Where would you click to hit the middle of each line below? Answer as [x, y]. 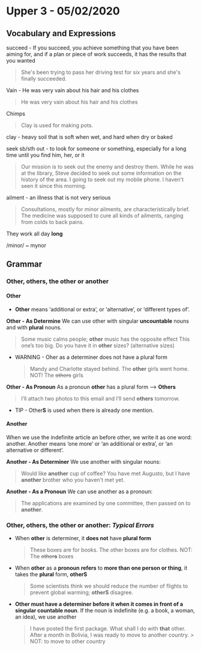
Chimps [16, 114]
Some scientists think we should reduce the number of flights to [109, 586]
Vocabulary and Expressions [61, 33]
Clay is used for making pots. [57, 125]
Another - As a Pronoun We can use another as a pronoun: [79, 491]
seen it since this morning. [54, 186]
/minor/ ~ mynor [26, 245]
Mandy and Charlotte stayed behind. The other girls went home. [109, 369]
